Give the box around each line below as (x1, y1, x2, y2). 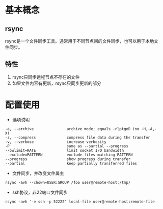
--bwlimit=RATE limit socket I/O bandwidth (5, 148, 124, 153)
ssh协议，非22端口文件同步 (12, 189, 68, 195)
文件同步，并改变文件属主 (12, 170, 64, 176)
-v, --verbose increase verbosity (5, 139, 107, 144)
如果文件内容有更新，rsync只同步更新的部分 (12, 80, 102, 86)
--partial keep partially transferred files (5, 161, 137, 166)
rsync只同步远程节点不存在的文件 (12, 74, 80, 80)
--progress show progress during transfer (5, 156, 131, 162)
